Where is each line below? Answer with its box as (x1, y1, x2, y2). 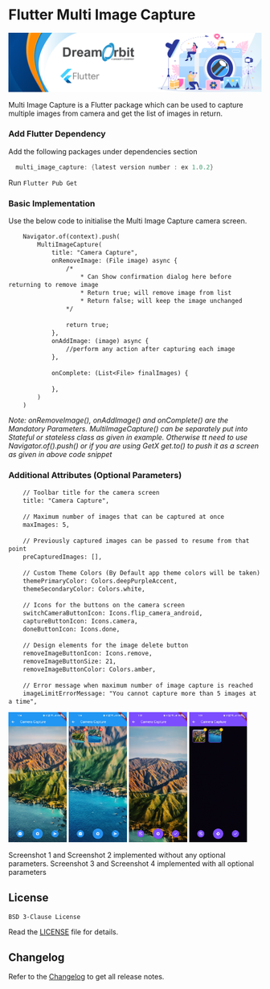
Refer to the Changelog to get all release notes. (8, 972, 165, 982)
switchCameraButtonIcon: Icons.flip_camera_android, (22, 609, 203, 618)
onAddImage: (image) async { (51, 337, 149, 345)
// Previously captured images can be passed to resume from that (22, 537, 250, 546)
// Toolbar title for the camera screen (22, 488, 160, 497)
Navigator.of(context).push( (22, 233, 121, 241)
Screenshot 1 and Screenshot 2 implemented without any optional (8, 850, 227, 860)
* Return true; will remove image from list (80, 289, 231, 297)
